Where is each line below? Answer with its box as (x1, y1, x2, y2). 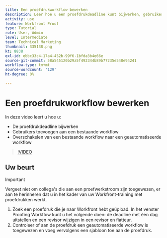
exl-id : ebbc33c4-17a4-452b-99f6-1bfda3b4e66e (5, 53, 103, 59)
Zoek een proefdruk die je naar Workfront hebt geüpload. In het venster (12, 206, 159, 212)
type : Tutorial (5, 26, 37, 31)
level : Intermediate (5, 35, 48, 40)
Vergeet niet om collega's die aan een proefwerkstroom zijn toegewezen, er (5, 186, 161, 192)
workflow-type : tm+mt (5, 62, 50, 67)
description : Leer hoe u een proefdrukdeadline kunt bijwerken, (5, 12, 141, 17)
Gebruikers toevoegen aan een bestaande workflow (12, 128, 119, 134)
